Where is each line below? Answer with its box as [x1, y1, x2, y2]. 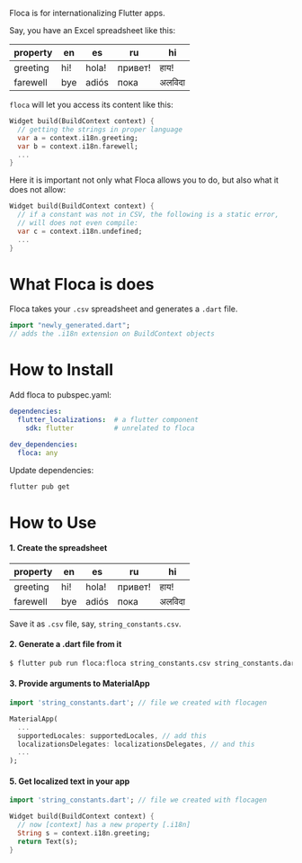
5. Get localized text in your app [9, 776, 130, 787]
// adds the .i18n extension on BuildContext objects [9, 329, 216, 338]
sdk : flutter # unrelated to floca [25, 423, 195, 433]
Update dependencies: [9, 464, 94, 475]
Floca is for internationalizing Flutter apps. [9, 8, 165, 18]
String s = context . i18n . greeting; [17, 829, 151, 838]
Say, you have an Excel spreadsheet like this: [9, 25, 176, 35]
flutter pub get [9, 481, 70, 491]
